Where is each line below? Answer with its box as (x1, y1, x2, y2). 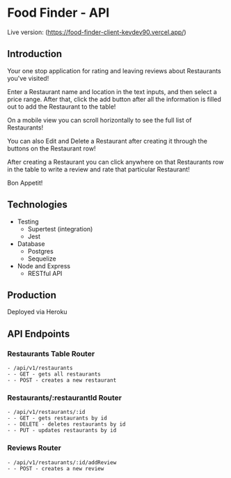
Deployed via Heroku (7, 308, 67, 316)
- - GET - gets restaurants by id (7, 415, 108, 422)
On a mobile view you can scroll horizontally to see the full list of (7, 116, 192, 124)
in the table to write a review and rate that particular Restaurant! (7, 165, 190, 174)
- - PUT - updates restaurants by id (7, 427, 117, 434)
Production (7, 289, 57, 301)
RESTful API (27, 269, 63, 277)
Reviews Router (7, 443, 61, 453)
